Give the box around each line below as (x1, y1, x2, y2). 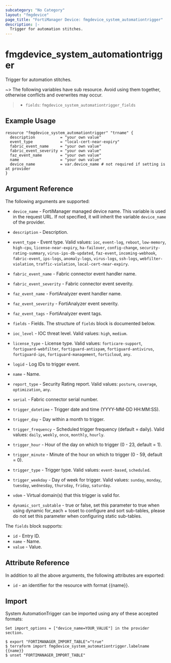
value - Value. (12, 544, 42, 550)
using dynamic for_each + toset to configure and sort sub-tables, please (12, 507, 165, 513)
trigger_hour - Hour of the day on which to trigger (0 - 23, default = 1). (12, 441, 162, 448)
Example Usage (5, 116, 56, 126)
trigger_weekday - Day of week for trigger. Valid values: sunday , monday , (12, 476, 162, 483)
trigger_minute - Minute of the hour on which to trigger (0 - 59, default (12, 451, 162, 457)
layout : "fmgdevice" (5, 12, 50, 17)
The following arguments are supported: (5, 198, 90, 204)
